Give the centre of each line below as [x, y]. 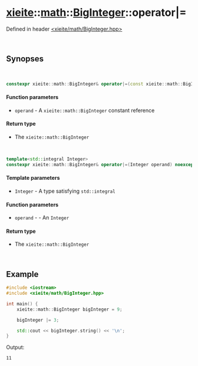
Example [22, 274]
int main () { [22, 304]
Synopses [25, 59]
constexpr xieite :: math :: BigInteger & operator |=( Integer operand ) [89, 164]
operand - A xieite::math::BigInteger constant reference [85, 110]
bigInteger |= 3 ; [38, 320]
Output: [15, 347]
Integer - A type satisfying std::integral [65, 191]
